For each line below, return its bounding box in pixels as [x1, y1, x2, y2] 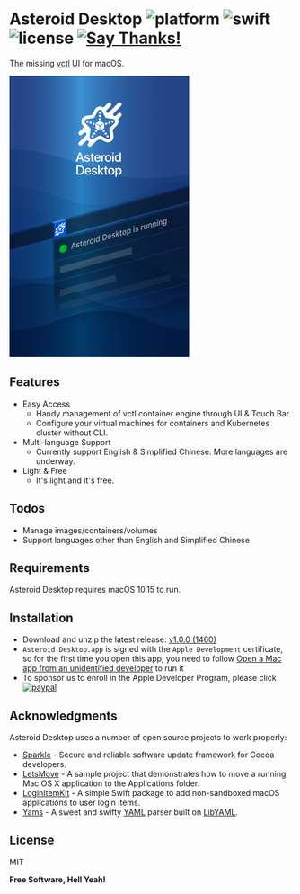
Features [9, 374, 60, 390]
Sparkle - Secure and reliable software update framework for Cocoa [22, 749, 275, 760]
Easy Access [22, 398, 70, 409]
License [9, 833, 55, 848]
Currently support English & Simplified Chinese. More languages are [35, 446, 288, 457]
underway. [35, 455, 75, 467]
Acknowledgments [9, 708, 119, 723]
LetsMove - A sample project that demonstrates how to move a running [22, 769, 287, 779]
